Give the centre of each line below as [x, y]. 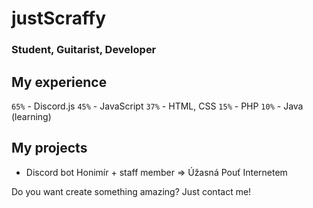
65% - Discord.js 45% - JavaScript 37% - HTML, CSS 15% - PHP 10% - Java [157, 106]
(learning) [31, 116]
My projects [49, 148]
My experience [59, 82]
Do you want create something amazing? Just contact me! [131, 191]
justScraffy [59, 18]
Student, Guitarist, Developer [84, 50]
